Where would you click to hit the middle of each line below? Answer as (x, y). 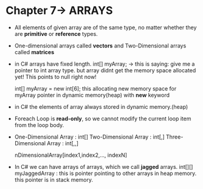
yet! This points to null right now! (55, 77)
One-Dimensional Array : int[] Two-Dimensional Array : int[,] (89, 137)
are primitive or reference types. (56, 33)
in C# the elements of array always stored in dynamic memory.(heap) (101, 106)
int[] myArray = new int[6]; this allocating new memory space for (95, 88)
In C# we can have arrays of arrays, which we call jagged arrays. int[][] (104, 167)
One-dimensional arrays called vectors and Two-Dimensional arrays (100, 46)
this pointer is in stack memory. (54, 179)
